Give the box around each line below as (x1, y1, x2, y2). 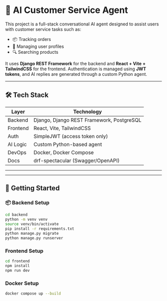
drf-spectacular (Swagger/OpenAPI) (33, 157, 120, 164)
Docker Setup (5, 280, 39, 287)
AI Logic (7, 141, 27, 148)
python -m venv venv (5, 217, 48, 222)
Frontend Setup (5, 247, 44, 254)
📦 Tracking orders (12, 36, 51, 42)
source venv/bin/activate (5, 222, 59, 227)
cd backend (5, 212, 28, 217)
